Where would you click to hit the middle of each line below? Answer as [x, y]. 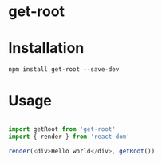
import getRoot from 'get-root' [62, 129]
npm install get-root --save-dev [64, 70]
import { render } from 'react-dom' [69, 137]
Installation [46, 48]
